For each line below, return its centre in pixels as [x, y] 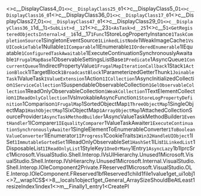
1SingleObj [181, 104]
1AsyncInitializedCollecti [164, 78]
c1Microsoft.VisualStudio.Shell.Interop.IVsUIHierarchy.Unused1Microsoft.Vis [100, 154]
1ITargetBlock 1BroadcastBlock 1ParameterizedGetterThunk [99, 72]
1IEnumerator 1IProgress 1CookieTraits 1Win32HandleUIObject [117, 136]
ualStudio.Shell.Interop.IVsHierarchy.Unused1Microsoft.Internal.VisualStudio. [101, 161]
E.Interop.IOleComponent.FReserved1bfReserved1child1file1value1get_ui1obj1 [100, 174]
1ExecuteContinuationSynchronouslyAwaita [139, 53]
